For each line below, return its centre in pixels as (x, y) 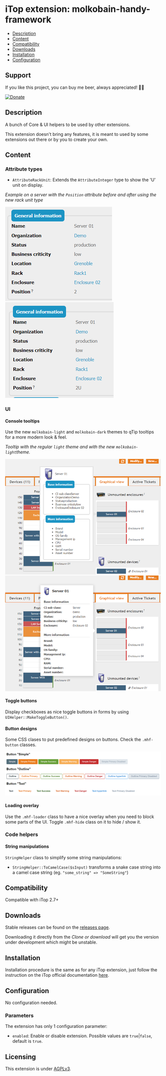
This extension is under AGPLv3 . (38, 1069)
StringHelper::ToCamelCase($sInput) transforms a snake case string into (86, 867)
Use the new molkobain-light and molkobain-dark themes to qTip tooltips (80, 432)
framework (28, 20)
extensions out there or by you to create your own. (57, 139)
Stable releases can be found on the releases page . (58, 927)
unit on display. (28, 185)
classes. (28, 745)
